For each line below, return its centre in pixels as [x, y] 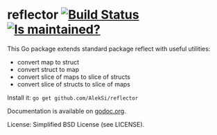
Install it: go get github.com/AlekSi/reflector [73, 98]
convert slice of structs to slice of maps [73, 84]
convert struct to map [48, 69]
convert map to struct [48, 62]
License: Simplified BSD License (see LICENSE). [76, 124]
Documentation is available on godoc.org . [67, 111]
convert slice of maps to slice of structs [73, 77]
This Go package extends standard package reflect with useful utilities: [109, 48]
